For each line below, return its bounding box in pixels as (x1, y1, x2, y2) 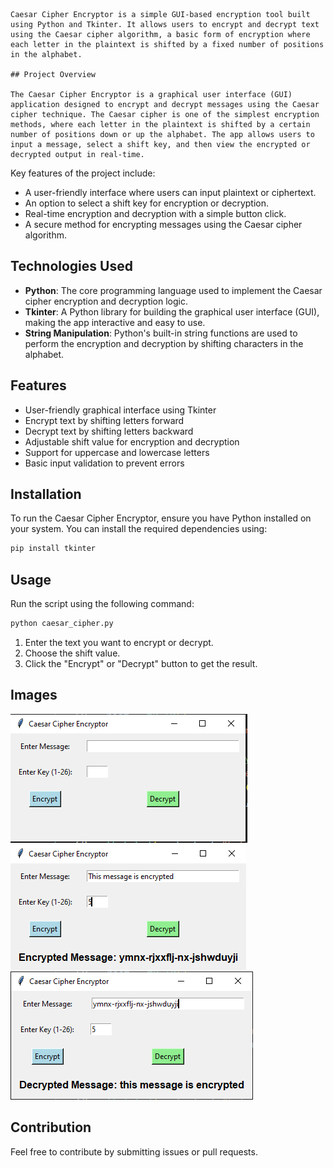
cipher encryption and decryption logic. (24, 295, 189, 307)
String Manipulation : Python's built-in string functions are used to (24, 327, 298, 339)
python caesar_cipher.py (10, 619, 114, 629)
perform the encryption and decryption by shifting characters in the (24, 337, 304, 349)
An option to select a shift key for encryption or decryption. (24, 197, 269, 209)
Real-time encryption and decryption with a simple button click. (24, 208, 287, 219)
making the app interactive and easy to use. (24, 316, 206, 328)
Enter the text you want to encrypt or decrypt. (24, 637, 214, 648)
